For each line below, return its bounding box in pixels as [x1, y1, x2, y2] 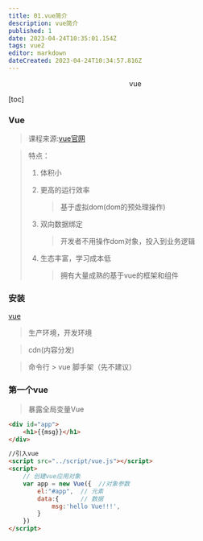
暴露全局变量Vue [27, 404, 85, 414]
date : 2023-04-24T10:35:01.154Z [8, 34, 117, 43]
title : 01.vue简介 [8, 11, 68, 20]
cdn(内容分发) [27, 345, 75, 355]
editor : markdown [8, 49, 67, 57]
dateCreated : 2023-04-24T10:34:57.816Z [8, 57, 143, 65]
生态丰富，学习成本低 [39, 254, 111, 263]
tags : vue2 [8, 42, 45, 50]
